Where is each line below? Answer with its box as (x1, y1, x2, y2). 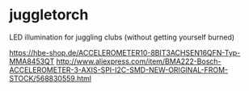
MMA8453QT (9, 56, 55, 66)
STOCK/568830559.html (9, 73, 92, 83)
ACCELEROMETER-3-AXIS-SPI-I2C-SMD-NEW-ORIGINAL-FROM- (9, 64, 229, 74)
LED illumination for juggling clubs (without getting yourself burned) (9, 32, 235, 42)
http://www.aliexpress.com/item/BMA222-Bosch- (56, 56, 222, 66)
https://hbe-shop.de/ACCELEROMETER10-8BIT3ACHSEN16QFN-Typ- (9, 48, 241, 57)
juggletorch (9, 6, 89, 24)
